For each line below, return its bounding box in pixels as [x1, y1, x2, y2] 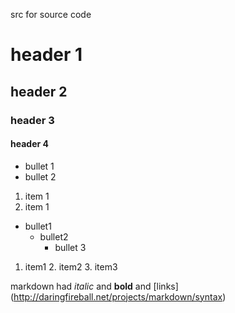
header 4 [10, 138, 49, 150]
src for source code [10, 9, 92, 20]
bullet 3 [54, 241, 87, 253]
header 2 [10, 83, 68, 100]
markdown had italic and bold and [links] [10, 280, 179, 292]
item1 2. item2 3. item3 [24, 260, 118, 273]
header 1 [10, 44, 83, 66]
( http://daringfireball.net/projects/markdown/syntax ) [10, 290, 227, 303]
